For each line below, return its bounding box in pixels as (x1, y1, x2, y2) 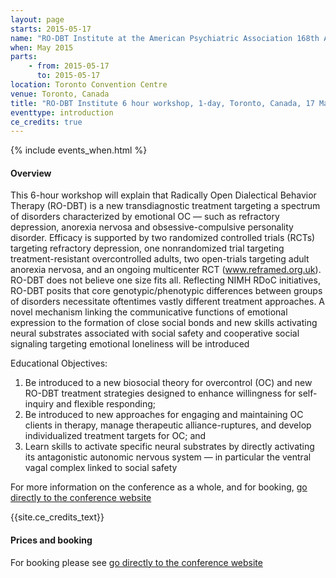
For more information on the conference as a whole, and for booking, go (10, 481, 308, 493)
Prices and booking (10, 534, 93, 546)
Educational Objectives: (10, 357, 108, 370)
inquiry (24, 398, 55, 410)
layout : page (10, 14, 65, 25)
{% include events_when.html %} (10, 144, 148, 156)
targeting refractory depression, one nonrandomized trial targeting (10, 242, 285, 255)
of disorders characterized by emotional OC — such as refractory (10, 211, 280, 223)
